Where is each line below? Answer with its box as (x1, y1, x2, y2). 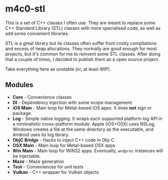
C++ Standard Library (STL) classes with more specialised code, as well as (5, 25, 161, 31)
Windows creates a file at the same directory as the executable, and (12, 126, 154, 132)
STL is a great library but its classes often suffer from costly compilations (5, 40, 157, 46)
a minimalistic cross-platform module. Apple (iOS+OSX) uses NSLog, (12, 121, 156, 127)
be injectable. (12, 153, 41, 159)
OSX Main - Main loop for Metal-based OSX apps (12, 142, 116, 148)
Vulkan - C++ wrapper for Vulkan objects (12, 169, 99, 175)
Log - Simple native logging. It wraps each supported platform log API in (12, 115, 162, 122)
